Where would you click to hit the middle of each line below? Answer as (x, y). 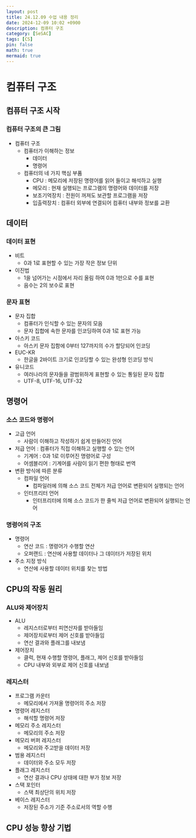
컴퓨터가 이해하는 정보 (49, 151)
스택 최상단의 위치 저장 (50, 792)
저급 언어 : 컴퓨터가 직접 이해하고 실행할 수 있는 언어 (75, 448)
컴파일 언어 (36, 478)
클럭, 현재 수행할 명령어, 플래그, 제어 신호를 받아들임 (83, 657)
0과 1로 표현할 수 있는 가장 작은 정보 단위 (70, 263)
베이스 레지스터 (32, 800)
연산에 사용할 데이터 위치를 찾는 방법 (65, 568)
